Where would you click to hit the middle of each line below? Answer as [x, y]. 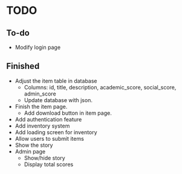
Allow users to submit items [50, 138]
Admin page [30, 151]
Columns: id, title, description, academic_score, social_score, [100, 87]
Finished [23, 66]
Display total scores [49, 164]
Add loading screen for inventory [56, 132]
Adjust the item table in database [56, 81]
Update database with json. [58, 100]
